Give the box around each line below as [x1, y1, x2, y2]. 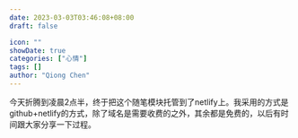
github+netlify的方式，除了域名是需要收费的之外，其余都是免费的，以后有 [9, 108, 281, 118]
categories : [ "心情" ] [9, 55, 88, 64]
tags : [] [9, 63, 42, 72]
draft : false [9, 22, 58, 30]
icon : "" [9, 38, 42, 47]
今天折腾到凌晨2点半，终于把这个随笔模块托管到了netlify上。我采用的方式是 [9, 96, 289, 108]
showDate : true [9, 46, 66, 55]
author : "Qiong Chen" [9, 71, 91, 81]
